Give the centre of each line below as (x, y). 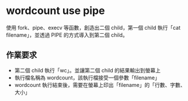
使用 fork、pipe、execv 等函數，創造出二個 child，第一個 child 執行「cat (93, 27)
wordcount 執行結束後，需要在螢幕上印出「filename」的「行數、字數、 (100, 85)
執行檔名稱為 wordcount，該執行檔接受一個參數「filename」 (87, 78)
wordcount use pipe (55, 11)
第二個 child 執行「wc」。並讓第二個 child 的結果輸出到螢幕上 (88, 70)
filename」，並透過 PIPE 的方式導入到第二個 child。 (67, 35)
